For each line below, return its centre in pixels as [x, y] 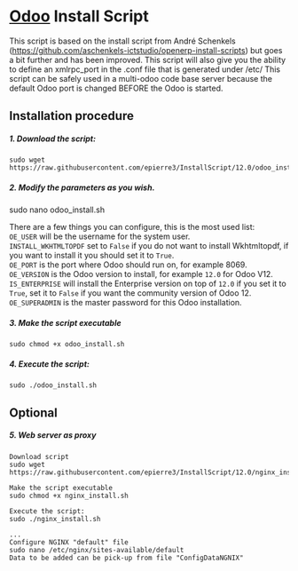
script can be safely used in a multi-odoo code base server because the [141, 78]
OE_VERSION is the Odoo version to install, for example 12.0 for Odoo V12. [141, 274]
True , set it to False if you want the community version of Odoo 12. [130, 293]
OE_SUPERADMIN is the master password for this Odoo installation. [125, 303]
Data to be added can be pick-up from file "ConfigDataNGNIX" [126, 558]
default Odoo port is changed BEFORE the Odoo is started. [116, 88]
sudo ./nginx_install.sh [55, 519]
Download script [39, 456]
